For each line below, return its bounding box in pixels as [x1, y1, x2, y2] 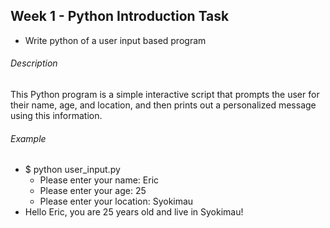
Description [10, 57, 58, 69]
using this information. [10, 110, 103, 122]
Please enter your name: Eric [39, 174, 160, 186]
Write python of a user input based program [24, 34, 207, 46]
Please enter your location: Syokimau [39, 195, 194, 208]
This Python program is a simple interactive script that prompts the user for [10, 89, 320, 101]
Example [10, 132, 47, 144]
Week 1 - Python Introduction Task [10, 8, 230, 25]
